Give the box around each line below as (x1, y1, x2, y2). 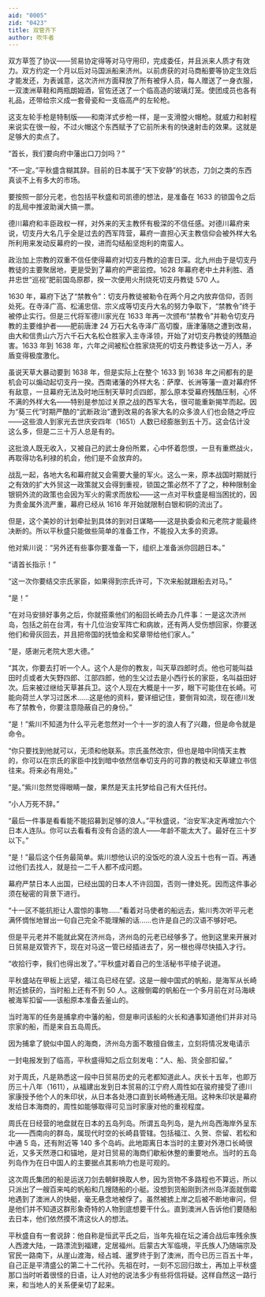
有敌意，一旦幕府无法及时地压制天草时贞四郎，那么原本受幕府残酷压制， (8, 387, 243, 397)
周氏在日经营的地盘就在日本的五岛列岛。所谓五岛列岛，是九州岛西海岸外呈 (8, 1119, 250, 1128)
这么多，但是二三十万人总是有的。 (8, 427, 119, 436)
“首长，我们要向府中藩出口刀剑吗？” (8, 149, 125, 158)
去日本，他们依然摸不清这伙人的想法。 (8, 1214, 132, 1224)
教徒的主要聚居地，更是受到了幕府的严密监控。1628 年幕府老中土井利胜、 (8, 265, 247, 274)
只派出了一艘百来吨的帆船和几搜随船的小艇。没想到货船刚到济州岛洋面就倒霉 (8, 1184, 257, 1195)
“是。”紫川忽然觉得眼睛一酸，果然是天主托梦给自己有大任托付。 (8, 782, 211, 792)
